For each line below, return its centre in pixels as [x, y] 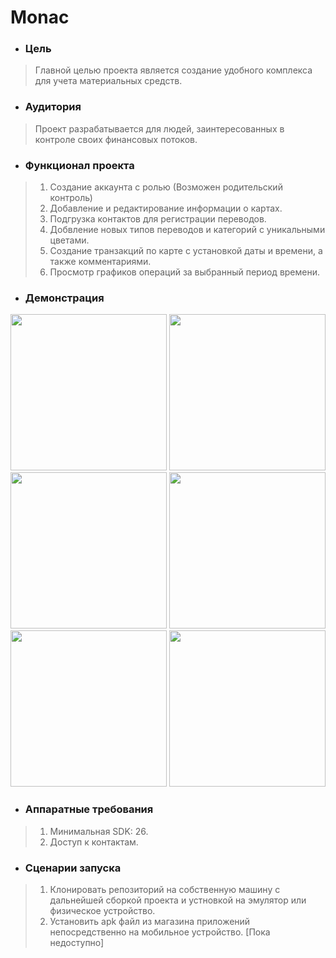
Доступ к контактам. [94, 842]
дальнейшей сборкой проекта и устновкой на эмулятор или [178, 900]
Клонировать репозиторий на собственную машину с [165, 889]
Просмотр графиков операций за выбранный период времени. [185, 272]
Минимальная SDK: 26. [99, 831]
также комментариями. [100, 262]
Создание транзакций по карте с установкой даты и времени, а [186, 251]
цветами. [69, 240]
